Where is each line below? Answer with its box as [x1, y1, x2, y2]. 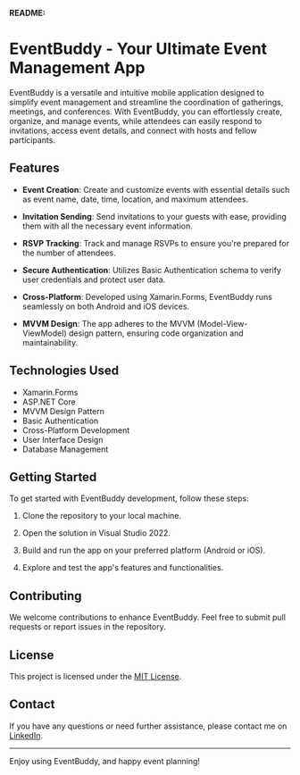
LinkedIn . [9, 729, 43, 740]
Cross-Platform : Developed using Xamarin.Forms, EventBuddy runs [21, 291, 272, 302]
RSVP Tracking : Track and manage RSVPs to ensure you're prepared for [21, 237, 290, 248]
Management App [9, 58, 146, 79]
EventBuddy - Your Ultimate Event [9, 39, 268, 59]
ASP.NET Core [21, 396, 76, 407]
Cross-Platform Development [21, 424, 130, 436]
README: [9, 8, 46, 18]
